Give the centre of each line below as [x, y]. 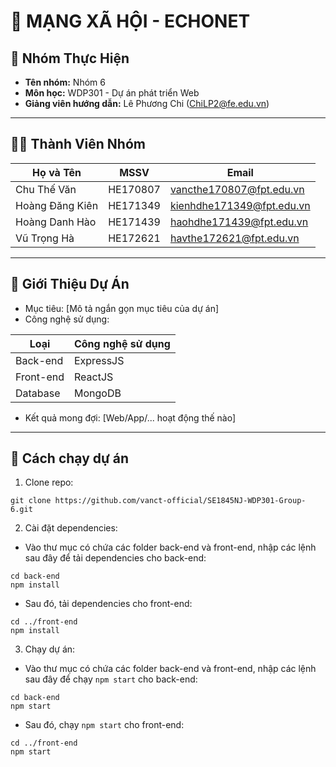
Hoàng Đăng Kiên [57, 205]
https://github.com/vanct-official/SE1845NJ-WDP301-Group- [180, 501]
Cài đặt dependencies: [71, 528]
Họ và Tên [57, 172]
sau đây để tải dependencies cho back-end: [115, 558]
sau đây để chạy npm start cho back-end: [111, 679]
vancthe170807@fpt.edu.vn [237, 189]
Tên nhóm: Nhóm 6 [65, 82]
